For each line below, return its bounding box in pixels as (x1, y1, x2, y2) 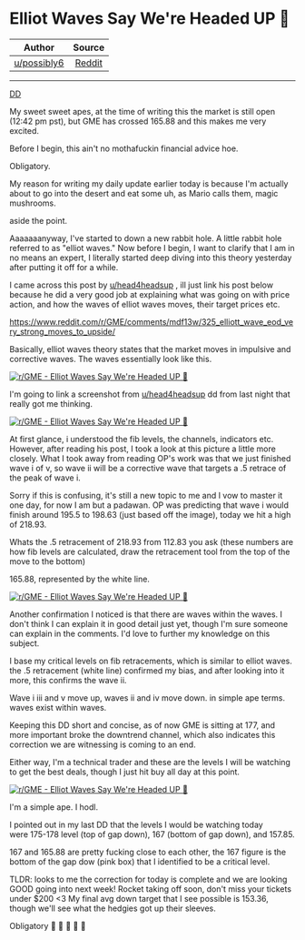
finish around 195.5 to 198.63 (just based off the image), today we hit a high (9, 509, 291, 520)
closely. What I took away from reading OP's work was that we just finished (9, 452, 291, 463)
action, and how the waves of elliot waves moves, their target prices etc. (9, 298, 280, 309)
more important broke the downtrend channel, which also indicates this (9, 729, 276, 740)
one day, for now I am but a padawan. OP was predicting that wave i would (9, 500, 289, 510)
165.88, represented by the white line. (9, 573, 150, 584)
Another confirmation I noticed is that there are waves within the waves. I (9, 609, 283, 620)
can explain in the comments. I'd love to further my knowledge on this (9, 628, 271, 639)
